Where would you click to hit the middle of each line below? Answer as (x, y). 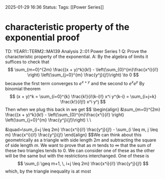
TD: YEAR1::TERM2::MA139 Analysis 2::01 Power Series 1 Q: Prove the (76, 51)
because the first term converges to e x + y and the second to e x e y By (75, 83)
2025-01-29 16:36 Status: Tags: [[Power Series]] (55, 7)
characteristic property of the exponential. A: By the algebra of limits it (77, 56)
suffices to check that (27, 62)
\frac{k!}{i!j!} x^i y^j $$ (83, 101)
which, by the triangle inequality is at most (48, 171)
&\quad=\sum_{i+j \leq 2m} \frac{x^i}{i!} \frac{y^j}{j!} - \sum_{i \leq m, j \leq (82, 129)
